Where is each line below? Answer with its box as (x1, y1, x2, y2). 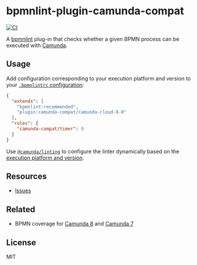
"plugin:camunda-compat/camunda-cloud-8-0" (17, 109, 127, 116)
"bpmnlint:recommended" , (17, 104, 79, 110)
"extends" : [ (11, 98, 44, 104)
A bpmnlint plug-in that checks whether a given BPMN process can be (6, 35, 180, 42)
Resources (6, 172, 47, 182)
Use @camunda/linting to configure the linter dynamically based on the (6, 148, 180, 155)
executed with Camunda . (6, 42, 67, 49)
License (6, 237, 36, 248)
